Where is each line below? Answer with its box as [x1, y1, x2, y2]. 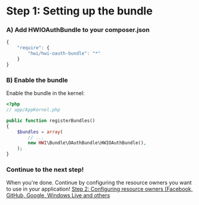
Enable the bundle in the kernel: [6, 90, 85, 97]
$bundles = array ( [17, 129, 63, 135]
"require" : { [17, 45, 50, 51]
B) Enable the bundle [6, 76, 68, 84]
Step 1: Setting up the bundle [6, 4, 153, 18]
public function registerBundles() [6, 117, 96, 124]
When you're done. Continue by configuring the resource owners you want [6, 179, 192, 186]
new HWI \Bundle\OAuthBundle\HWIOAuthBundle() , [28, 140, 147, 146]
